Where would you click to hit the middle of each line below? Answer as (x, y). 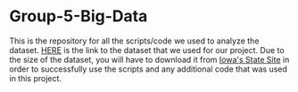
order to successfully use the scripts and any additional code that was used (149, 69)
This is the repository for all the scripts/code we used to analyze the (134, 41)
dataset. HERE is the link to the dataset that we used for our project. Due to (147, 50)
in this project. (36, 78)
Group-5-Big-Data (79, 16)
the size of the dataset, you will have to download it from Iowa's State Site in (149, 59)
